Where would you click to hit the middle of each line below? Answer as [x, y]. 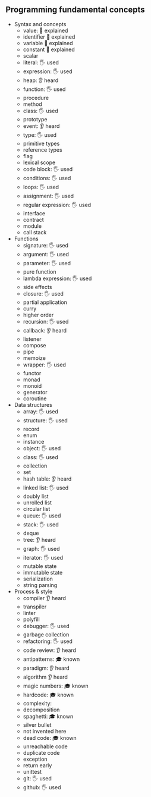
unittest [32, 771]
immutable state [43, 572]
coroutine [35, 398]
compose [34, 345]
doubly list [36, 496]
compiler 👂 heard [45, 598]
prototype [35, 119]
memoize [34, 358]
